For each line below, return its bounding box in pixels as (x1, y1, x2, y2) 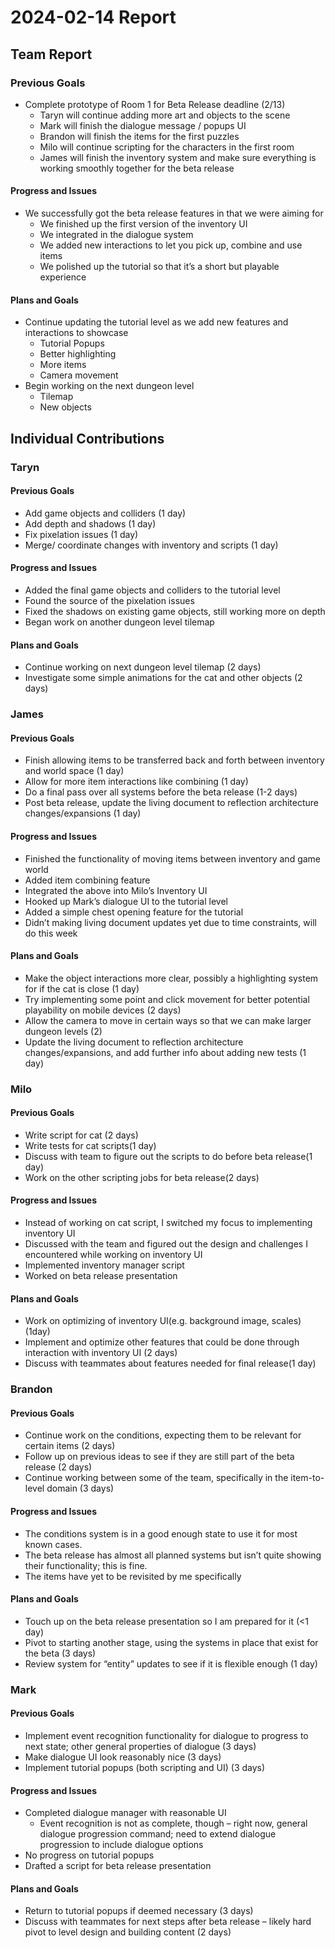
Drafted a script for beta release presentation (24, 1860, 212, 1872)
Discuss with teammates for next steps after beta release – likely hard (24, 1916, 312, 1928)
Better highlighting (39, 348, 117, 360)
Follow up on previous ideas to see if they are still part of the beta (24, 1451, 295, 1463)
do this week (24, 927, 78, 939)
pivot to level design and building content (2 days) (24, 1926, 232, 1938)
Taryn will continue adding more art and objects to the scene (39, 109, 291, 121)
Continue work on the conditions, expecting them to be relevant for (24, 1429, 302, 1441)
